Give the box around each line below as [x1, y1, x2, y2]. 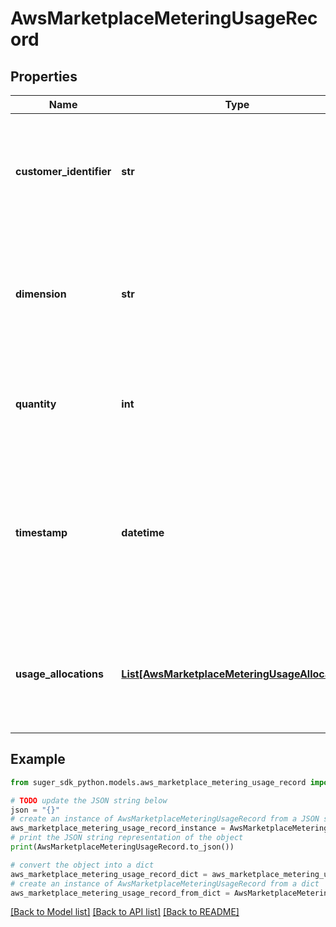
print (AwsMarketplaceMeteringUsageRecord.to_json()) [10, 842, 235, 852]
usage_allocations [15, 667, 105, 681]
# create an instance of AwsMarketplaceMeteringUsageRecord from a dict [10, 878, 320, 889]
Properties [10, 68, 78, 85]
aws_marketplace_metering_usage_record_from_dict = [10, 888, 230, 898]
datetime [121, 526, 165, 539]
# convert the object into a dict [10, 860, 155, 870]
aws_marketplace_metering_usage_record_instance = [10, 823, 226, 834]
